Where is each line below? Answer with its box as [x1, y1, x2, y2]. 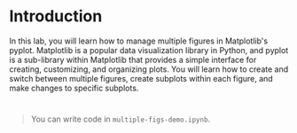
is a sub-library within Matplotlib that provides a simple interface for [9, 54, 257, 65]
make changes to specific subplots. [9, 82, 139, 93]
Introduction [9, 6, 103, 27]
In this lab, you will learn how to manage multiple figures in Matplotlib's [9, 35, 269, 46]
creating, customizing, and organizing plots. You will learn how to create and [9, 64, 289, 74]
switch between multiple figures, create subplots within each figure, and [9, 73, 273, 83]
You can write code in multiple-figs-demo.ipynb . [30, 113, 211, 125]
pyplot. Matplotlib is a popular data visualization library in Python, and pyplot [9, 44, 289, 55]
